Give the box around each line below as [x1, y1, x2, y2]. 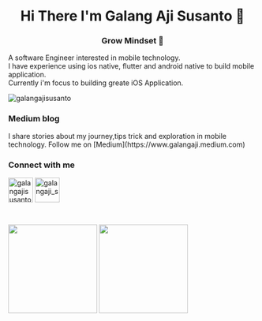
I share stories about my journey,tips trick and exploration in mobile [8, 131, 227, 140]
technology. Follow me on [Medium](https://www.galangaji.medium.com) [8, 140, 246, 149]
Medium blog [8, 114, 60, 125]
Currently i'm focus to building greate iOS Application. [8, 78, 184, 88]
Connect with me [8, 159, 75, 170]
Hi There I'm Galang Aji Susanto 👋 [20, 7, 245, 25]
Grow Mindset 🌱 [101, 35, 164, 47]
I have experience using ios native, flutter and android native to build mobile [8, 62, 255, 71]
